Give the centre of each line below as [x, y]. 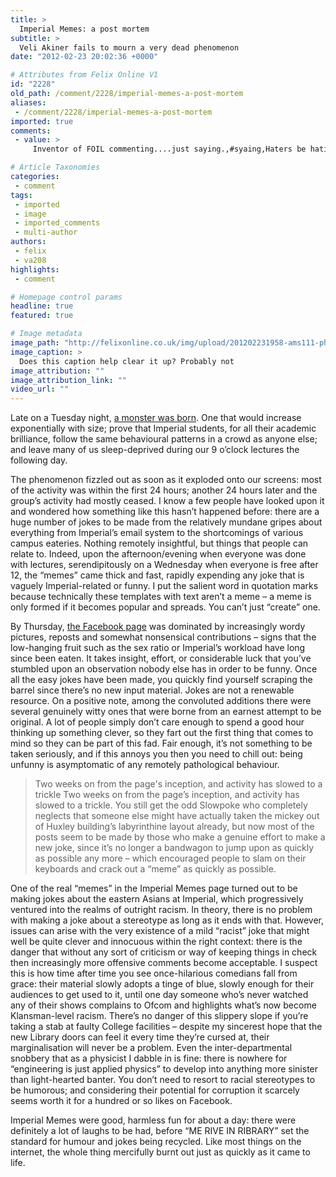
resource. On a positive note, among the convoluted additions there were [161, 701]
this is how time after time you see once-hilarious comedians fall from [154, 973]
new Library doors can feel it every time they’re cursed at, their [140, 1037]
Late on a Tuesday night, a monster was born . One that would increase [156, 418]
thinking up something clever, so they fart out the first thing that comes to [162, 733]
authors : [28, 242]
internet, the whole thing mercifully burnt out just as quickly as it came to [160, 1152]
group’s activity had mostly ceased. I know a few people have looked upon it [167, 501]
